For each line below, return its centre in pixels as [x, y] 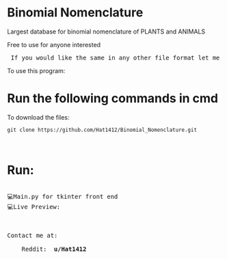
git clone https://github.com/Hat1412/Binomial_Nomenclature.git [102, 130]
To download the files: [38, 117]
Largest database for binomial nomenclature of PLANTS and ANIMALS [106, 31]
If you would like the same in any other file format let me [115, 57]
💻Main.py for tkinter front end [63, 196]
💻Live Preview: [34, 207]
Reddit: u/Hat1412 [54, 249]
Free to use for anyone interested [54, 44]
